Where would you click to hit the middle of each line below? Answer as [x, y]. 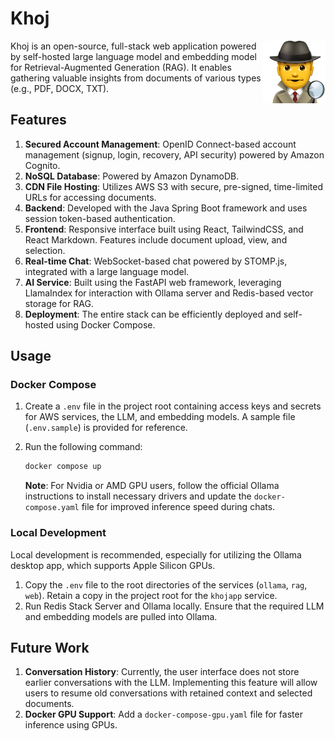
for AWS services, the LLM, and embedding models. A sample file [160, 417]
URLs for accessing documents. [90, 197]
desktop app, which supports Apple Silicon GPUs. [113, 565]
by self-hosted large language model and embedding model [133, 56]
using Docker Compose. [105, 324]
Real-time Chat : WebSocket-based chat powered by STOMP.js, [156, 261]
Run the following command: [83, 447]
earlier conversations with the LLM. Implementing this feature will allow [171, 683]
